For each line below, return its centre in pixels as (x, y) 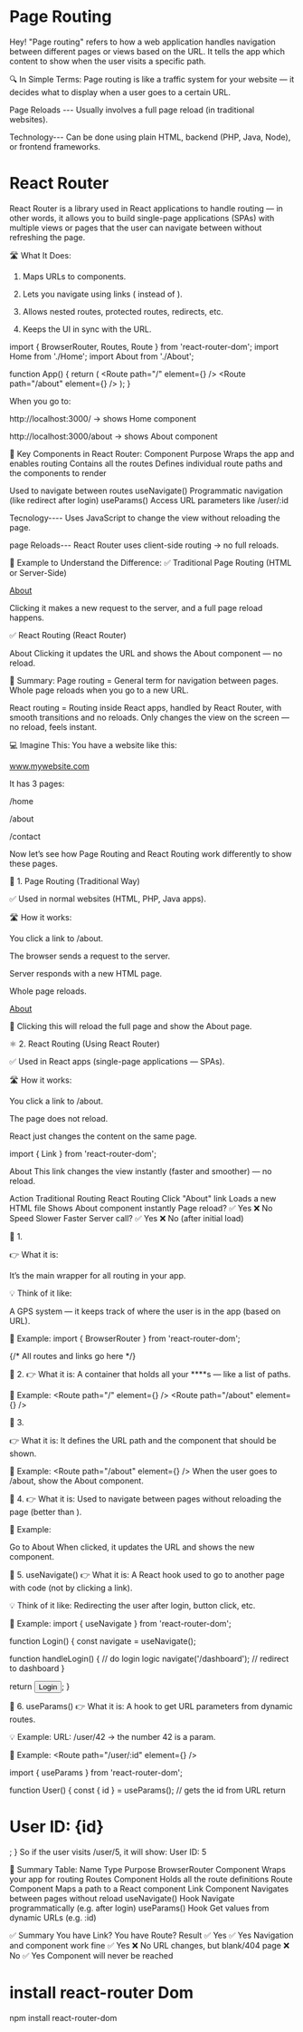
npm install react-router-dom (63, 2017)
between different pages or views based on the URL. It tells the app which (147, 51)
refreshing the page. (47, 237)
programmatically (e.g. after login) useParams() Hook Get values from (139, 1908)
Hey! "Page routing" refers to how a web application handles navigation (142, 42)
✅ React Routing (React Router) (68, 635)
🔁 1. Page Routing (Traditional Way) (75, 880)
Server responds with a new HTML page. (86, 973)
